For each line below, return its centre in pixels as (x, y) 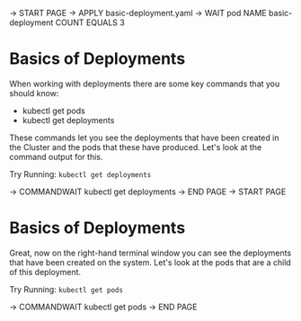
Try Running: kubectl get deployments (80, 174)
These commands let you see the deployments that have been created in (144, 138)
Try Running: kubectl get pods (66, 289)
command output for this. (56, 156)
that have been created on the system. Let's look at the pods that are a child (150, 262)
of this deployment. (45, 272)
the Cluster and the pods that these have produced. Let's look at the (136, 147)
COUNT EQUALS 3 (90, 22)
